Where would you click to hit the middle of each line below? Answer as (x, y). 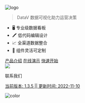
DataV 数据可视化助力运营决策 (47, 17)
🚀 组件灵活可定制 (29, 50)
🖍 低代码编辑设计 (30, 35)
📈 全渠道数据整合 (29, 43)
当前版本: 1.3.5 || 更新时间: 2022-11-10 (43, 86)
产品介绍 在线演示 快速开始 (32, 61)
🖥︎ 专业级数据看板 (29, 28)
